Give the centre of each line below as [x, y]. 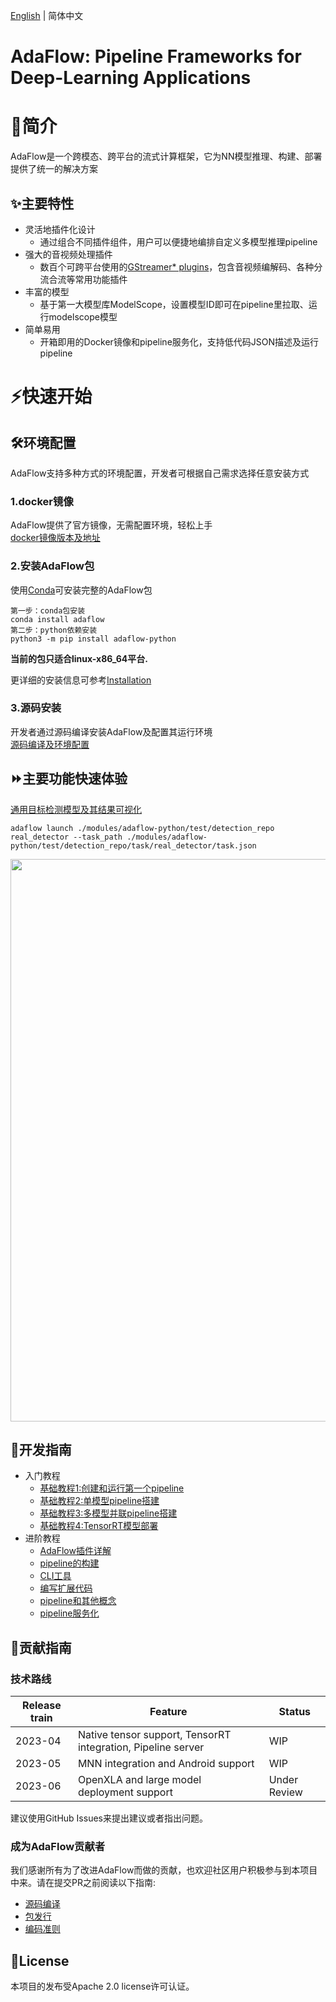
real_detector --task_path [66, 837]
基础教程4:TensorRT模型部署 [99, 1526]
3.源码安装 [36, 708]
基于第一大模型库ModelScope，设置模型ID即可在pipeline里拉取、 [174, 304]
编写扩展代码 [66, 1588]
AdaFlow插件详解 [75, 1551]
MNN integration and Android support [166, 1764]
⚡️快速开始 [51, 396]
